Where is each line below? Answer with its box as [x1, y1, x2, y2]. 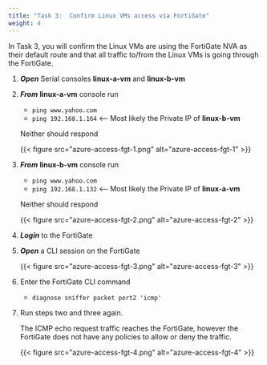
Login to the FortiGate [19, 230, 93, 240]
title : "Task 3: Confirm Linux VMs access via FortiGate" [8, 11, 210, 20]
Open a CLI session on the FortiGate [19, 246, 140, 255]
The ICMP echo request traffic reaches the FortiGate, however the [19, 323, 239, 333]
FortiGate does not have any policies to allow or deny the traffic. [19, 331, 232, 341]
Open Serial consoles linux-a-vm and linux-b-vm [19, 74, 186, 83]
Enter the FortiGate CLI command [19, 277, 131, 287]
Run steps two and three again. [19, 307, 123, 317]
